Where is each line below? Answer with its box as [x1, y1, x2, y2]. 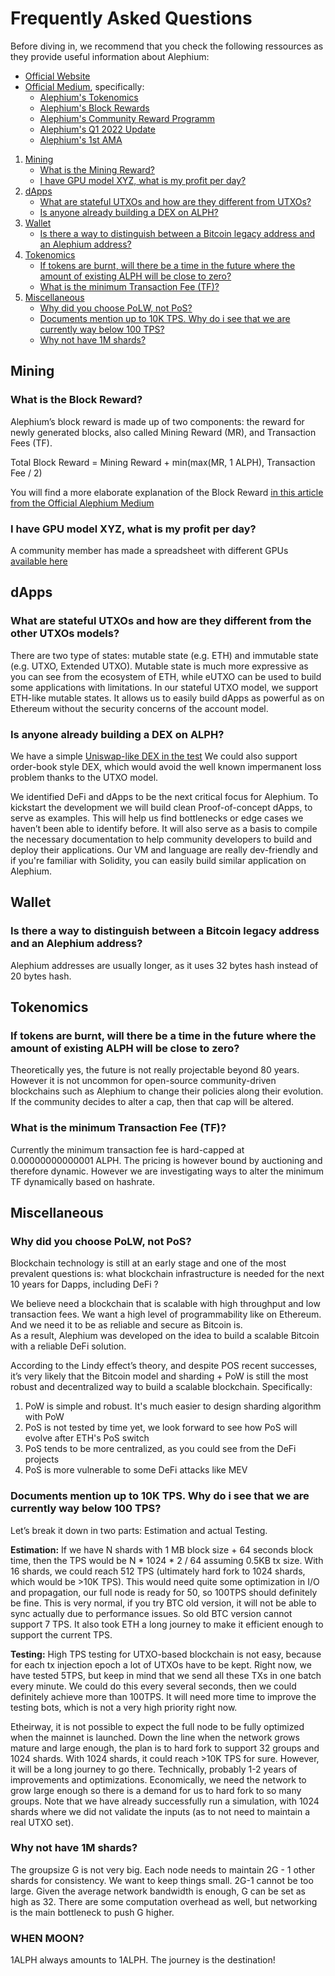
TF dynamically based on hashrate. [10, 1175, 155, 1187]
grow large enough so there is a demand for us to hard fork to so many [10, 1784, 302, 1796]
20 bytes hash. [10, 970, 72, 982]
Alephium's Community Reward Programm [39, 112, 216, 124]
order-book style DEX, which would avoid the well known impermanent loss [10, 760, 322, 772]
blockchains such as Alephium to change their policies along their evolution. [10, 1085, 324, 1097]
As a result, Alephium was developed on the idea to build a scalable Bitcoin [10, 1330, 320, 1342]
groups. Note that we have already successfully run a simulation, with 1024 [10, 1795, 320, 1807]
